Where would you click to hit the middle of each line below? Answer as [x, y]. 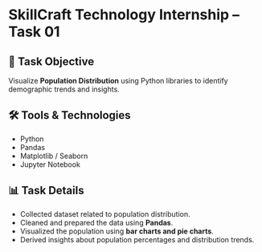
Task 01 [34, 32]
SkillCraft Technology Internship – [124, 15]
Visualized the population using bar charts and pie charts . [117, 231]
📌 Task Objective [51, 61]
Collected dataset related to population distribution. [105, 213]
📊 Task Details [46, 191]
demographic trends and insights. [64, 89]
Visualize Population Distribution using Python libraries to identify [118, 81]
